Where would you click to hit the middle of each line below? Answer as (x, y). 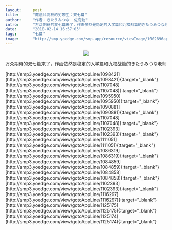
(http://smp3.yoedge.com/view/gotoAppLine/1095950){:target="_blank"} (82, 101)
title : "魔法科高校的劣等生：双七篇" (46, 15)
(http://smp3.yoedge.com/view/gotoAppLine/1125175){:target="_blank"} (81, 210)
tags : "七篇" (25, 34)
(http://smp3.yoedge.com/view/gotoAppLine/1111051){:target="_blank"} (80, 145)
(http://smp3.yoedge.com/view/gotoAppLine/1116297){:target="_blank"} (81, 200)
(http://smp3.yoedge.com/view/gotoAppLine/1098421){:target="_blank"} (82, 79)
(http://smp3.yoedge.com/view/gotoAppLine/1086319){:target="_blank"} (82, 156)
